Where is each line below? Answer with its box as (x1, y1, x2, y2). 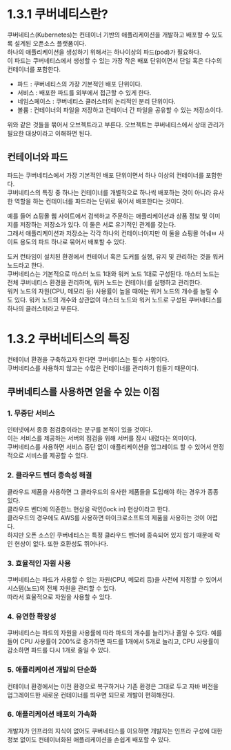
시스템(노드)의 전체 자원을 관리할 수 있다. (7, 584, 117, 592)
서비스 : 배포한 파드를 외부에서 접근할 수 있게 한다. (17, 88, 152, 97)
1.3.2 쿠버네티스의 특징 (7, 331, 130, 347)
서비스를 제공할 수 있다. (25, 451, 88, 460)
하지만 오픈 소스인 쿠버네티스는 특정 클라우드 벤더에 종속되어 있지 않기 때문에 (7, 531, 214, 539)
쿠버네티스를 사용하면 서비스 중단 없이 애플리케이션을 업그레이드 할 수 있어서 (7, 443, 212, 451)
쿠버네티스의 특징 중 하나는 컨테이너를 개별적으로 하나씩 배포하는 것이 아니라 (7, 188, 212, 196)
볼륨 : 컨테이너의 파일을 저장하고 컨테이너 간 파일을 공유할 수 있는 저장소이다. (17, 105, 223, 114)
